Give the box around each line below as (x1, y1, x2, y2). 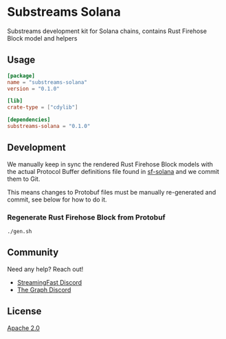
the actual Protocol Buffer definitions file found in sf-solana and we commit (7, 167, 220, 175)
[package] (7, 72, 36, 79)
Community (7, 247, 59, 259)
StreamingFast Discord (16, 278, 82, 286)
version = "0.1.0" (7, 85, 60, 92)
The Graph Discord (16, 285, 71, 294)
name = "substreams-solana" (7, 78, 88, 86)
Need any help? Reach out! (7, 265, 84, 273)
